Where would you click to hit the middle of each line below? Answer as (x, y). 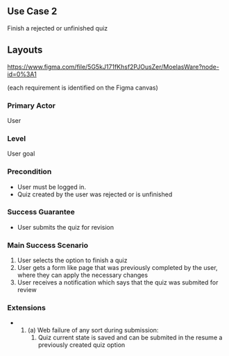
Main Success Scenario (48, 245)
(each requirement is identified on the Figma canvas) (83, 87)
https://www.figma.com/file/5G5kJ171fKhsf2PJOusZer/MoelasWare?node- (113, 67)
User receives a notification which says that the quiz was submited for (118, 282)
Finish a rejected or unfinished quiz (58, 28)
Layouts (25, 50)
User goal (21, 154)
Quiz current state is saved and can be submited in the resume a (130, 338)
